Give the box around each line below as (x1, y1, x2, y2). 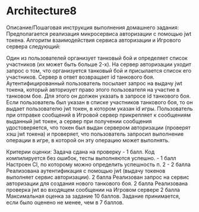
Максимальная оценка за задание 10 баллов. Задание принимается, (6, 192, 181, 199)
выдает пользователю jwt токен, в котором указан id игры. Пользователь (6, 105, 193, 112)
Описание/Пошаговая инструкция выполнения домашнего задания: (6, 24, 179, 31)
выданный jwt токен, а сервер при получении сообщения (6, 117, 152, 124)
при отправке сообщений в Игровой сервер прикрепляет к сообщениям (6, 111, 191, 119)
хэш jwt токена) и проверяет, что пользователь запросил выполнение (6, 130, 184, 138)
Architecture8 (6, 4, 77, 18)
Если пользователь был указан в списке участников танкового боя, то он (6, 98, 193, 105)
